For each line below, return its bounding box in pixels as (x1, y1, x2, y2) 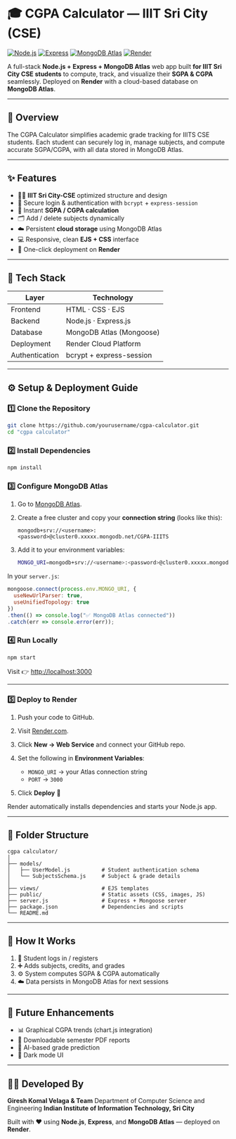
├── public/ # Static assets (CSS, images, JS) (7, 891, 206, 898)
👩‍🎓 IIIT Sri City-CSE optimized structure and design (17, 191, 167, 199)
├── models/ (7, 860, 42, 867)
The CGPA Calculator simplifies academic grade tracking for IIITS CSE (7, 130, 210, 139)
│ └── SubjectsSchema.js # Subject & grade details (7, 872, 181, 879)
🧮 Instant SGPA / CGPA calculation (17, 205, 119, 215)
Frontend (11, 305, 41, 314)
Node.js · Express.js (65, 316, 131, 326)
